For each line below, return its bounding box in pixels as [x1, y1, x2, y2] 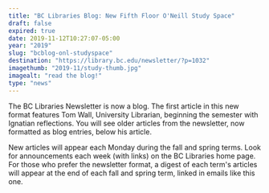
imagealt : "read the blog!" [8, 72, 103, 80]
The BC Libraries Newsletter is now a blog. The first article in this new [8, 101, 239, 111]
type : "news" [8, 79, 52, 87]
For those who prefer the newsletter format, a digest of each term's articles [8, 159, 258, 169]
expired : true [8, 27, 56, 35]
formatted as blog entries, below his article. [8, 126, 153, 137]
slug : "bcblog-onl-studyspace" [8, 49, 113, 57]
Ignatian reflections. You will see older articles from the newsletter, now [8, 118, 245, 128]
